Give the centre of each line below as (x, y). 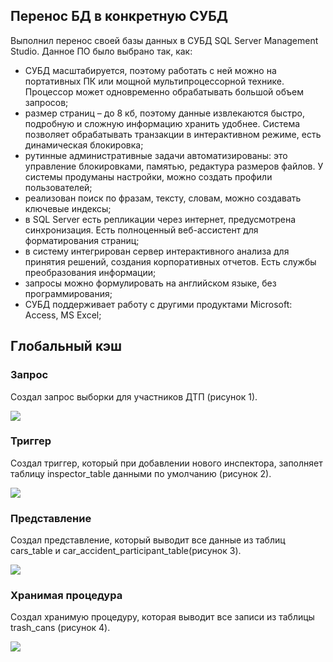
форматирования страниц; (82, 240)
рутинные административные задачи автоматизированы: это (156, 155)
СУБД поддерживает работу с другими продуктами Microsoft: (158, 304)
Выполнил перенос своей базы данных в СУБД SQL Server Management (164, 40)
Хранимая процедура (66, 596)
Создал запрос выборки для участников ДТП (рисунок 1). (134, 396)
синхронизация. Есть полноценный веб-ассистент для (141, 230)
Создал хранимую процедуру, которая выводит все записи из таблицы (162, 617)
